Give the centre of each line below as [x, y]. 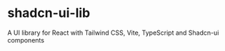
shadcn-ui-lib [49, 13]
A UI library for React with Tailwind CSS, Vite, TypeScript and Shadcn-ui [113, 33]
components [26, 40]
